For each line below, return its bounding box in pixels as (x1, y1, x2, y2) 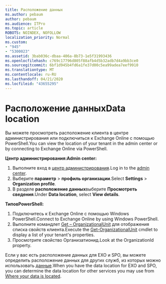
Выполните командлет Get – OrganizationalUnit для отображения (12, 221, 150, 227)
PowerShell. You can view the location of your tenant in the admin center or (5, 140, 158, 146)
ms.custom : (5, 40, 28, 45)
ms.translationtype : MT (5, 68, 55, 73)
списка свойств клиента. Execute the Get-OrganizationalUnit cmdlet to (12, 226, 158, 232)
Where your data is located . (5, 273, 62, 279)
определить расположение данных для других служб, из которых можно (5, 257, 161, 263)
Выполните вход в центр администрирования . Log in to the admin (12, 165, 150, 171)
